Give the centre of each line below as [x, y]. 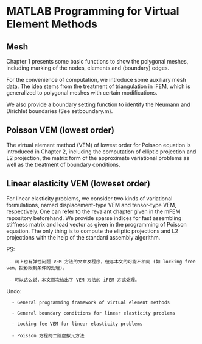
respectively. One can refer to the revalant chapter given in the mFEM [93, 211]
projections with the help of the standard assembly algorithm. [83, 237]
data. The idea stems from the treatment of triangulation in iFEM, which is [98, 86]
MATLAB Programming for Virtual [93, 11]
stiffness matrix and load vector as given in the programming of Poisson [96, 224]
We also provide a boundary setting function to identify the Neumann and [98, 104]
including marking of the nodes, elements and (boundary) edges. [88, 68]
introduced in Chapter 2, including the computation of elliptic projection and [101, 152]
